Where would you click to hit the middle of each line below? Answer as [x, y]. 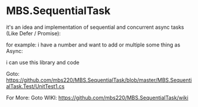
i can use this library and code [43, 62]
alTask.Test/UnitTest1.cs [35, 86]
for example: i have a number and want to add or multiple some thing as [93, 45]
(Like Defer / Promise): [33, 33]
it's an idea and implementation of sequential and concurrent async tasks [95, 27]
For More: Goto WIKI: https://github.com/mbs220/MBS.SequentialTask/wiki [97, 98]
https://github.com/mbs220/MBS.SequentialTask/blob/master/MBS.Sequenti [99, 80]
